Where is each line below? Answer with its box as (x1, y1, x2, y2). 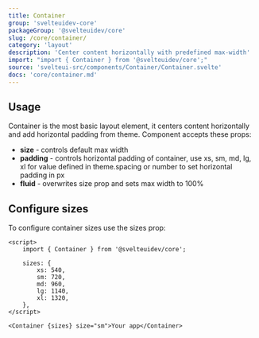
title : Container (8, 11, 66, 20)
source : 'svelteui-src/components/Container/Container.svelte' (8, 64, 222, 72)
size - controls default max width (19, 145, 129, 155)
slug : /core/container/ (8, 33, 87, 42)
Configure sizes (8, 202, 89, 216)
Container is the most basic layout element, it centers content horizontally (8, 121, 250, 131)
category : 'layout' (8, 41, 73, 49)
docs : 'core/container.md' (8, 71, 98, 79)
